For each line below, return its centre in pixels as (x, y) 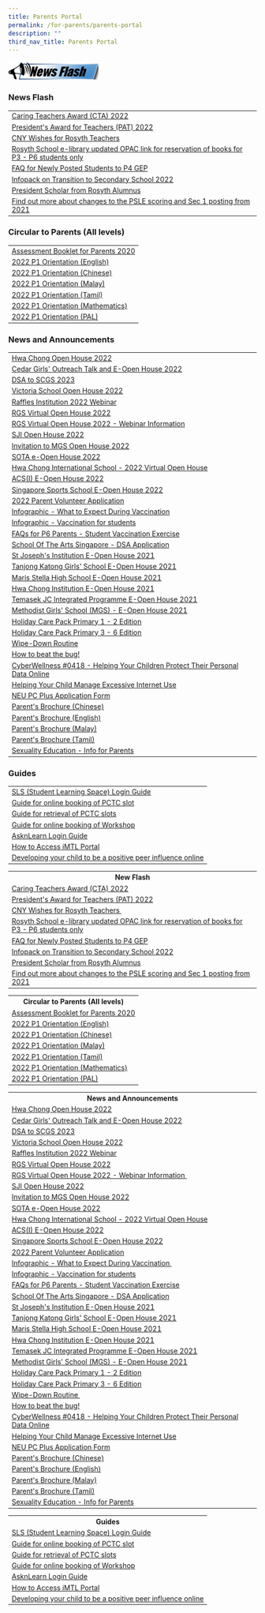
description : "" (35, 33)
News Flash (31, 97)
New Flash (132, 877)
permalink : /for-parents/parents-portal (76, 25)
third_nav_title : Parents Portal (63, 42)
